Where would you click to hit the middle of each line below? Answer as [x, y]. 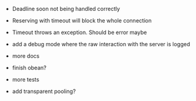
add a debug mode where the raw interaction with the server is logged [101, 44]
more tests [26, 79]
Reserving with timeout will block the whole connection [82, 20]
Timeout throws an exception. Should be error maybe [79, 32]
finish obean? [29, 68]
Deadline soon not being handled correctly [66, 9]
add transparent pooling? [44, 91]
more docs [26, 56]
